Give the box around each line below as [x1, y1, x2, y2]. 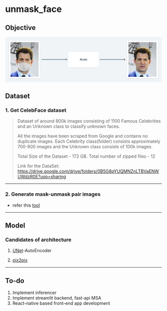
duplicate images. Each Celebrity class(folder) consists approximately [17, 138, 161, 144]
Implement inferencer [12, 290, 57, 296]
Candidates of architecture [5, 236, 72, 243]
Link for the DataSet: [17, 163, 60, 169]
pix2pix [12, 257, 28, 263]
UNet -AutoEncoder [12, 248, 52, 254]
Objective [5, 23, 36, 32]
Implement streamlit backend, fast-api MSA [12, 295, 101, 301]
